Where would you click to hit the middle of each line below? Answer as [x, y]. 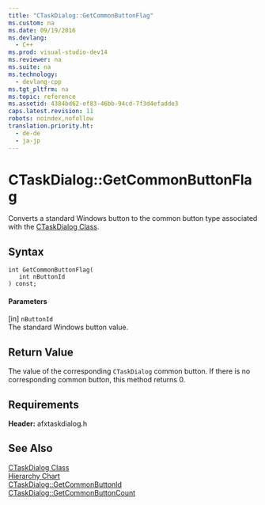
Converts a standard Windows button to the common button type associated [133, 218]
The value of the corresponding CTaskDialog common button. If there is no [129, 371]
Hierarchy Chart [34, 476]
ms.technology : [33, 74]
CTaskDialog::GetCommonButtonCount [72, 492]
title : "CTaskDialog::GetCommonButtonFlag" [81, 15]
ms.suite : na [30, 67]
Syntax [26, 251]
